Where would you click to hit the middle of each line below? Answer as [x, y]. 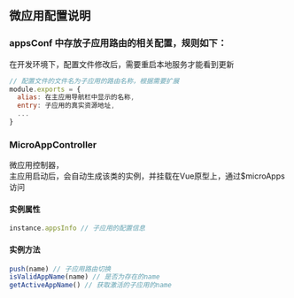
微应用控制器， [36, 165]
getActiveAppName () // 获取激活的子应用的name [91, 286]
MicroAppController [53, 144]
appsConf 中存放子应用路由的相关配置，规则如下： [118, 43]
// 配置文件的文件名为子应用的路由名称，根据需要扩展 [94, 81]
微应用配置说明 [50, 16]
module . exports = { [45, 89]
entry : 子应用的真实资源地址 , [66, 106]
